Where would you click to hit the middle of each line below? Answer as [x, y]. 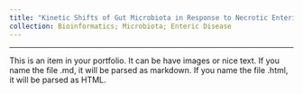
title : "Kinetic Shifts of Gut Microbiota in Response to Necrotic [139, 18]
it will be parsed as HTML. [58, 80]
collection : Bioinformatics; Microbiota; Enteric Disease [120, 26]
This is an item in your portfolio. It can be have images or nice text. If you [144, 61]
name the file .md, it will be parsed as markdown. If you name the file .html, [149, 70]
